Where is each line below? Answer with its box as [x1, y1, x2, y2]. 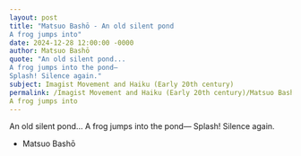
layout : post [9, 13, 58, 22]
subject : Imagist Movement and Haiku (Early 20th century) [9, 80, 235, 89]
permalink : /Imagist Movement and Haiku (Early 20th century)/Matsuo [9, 88, 275, 97]
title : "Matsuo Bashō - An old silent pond [9, 22, 175, 30]
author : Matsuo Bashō [9, 47, 90, 56]
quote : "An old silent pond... [9, 55, 126, 64]
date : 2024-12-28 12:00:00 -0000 [9, 38, 134, 48]
